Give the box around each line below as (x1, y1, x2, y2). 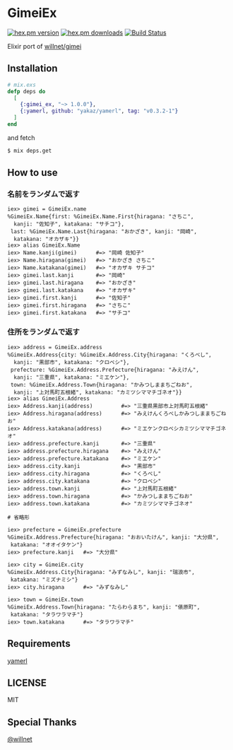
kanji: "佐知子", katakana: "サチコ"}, (13, 221, 125, 228)
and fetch (7, 133, 35, 142)
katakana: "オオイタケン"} (10, 541, 83, 549)
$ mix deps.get (7, 147, 52, 154)
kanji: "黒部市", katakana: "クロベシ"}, (13, 358, 130, 365)
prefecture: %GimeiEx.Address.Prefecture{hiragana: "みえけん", (10, 366, 200, 373)
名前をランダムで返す (7, 189, 80, 199)
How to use (7, 167, 58, 179)
